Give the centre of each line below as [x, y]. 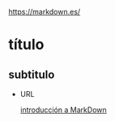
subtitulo [32, 74]
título [26, 45]
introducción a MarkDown [63, 110]
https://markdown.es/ [45, 12]
